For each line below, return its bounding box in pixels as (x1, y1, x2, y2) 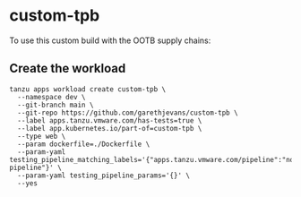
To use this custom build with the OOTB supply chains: (9, 35, 211, 46)
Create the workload (9, 61, 126, 76)
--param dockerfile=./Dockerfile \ (17, 140, 150, 149)
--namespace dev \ (17, 92, 87, 101)
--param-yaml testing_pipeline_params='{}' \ (17, 171, 191, 180)
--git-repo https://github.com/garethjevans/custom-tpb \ (17, 108, 239, 117)
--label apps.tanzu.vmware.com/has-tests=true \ (17, 116, 202, 125)
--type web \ (17, 132, 66, 141)
